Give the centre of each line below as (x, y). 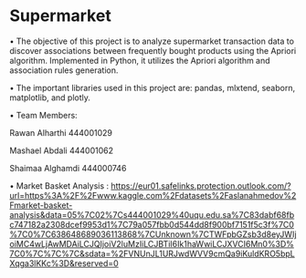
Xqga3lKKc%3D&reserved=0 (64, 263)
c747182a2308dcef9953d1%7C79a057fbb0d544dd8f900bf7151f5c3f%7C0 (152, 224)
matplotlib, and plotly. (50, 98)
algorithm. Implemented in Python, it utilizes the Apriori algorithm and (140, 60)
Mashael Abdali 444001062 (62, 150)
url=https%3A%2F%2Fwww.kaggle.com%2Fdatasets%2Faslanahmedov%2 (153, 195)
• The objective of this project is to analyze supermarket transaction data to (152, 41)
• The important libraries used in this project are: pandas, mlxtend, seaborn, (152, 88)
